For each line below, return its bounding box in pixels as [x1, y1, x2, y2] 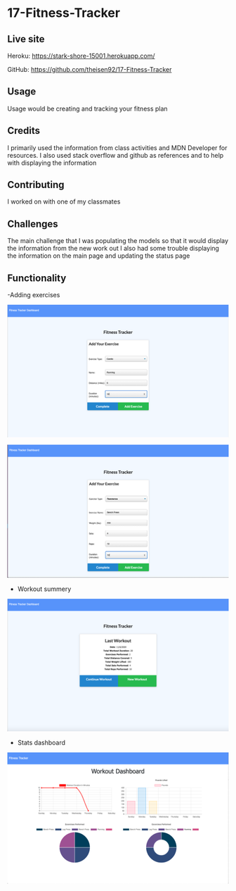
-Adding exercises [7, 291, 60, 299]
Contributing [7, 179, 65, 191]
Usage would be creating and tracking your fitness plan [7, 104, 168, 113]
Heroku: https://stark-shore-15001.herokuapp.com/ [7, 51, 156, 60]
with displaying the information [7, 158, 97, 167]
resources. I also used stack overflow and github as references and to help [7, 151, 224, 159]
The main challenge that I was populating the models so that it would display [7, 237, 229, 245]
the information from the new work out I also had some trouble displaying [7, 244, 220, 253]
